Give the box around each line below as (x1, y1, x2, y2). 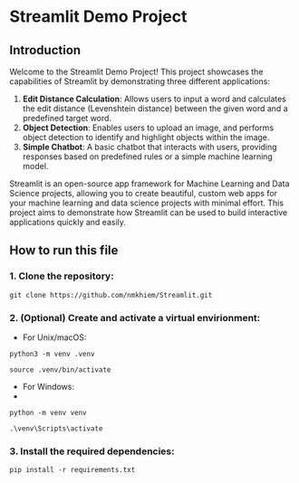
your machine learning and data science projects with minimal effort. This (9, 197, 284, 208)
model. (22, 161, 49, 171)
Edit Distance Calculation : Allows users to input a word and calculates (22, 93, 287, 104)
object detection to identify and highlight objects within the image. (22, 132, 270, 142)
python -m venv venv (9, 408, 88, 417)
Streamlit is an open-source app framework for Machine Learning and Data (9, 178, 290, 189)
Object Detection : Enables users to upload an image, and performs (22, 122, 275, 133)
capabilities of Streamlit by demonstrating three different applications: (9, 76, 270, 87)
